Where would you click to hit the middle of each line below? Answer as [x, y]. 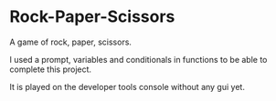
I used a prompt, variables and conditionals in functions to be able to [138, 59]
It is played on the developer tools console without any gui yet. [127, 86]
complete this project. [51, 69]
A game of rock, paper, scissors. [71, 42]
